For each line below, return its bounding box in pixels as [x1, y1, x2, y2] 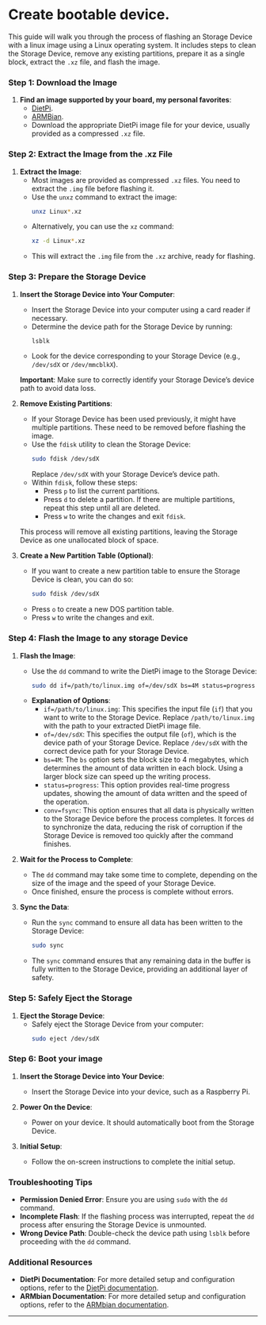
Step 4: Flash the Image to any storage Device [8, 633, 188, 644]
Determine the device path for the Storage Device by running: [31, 322, 233, 331]
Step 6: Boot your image [8, 1053, 103, 1064]
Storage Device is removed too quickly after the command [43, 831, 234, 840]
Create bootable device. [8, 6, 170, 24]
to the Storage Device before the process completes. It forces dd [43, 814, 255, 824]
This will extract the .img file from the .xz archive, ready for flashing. [31, 252, 256, 261]
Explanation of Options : [31, 696, 111, 705]
